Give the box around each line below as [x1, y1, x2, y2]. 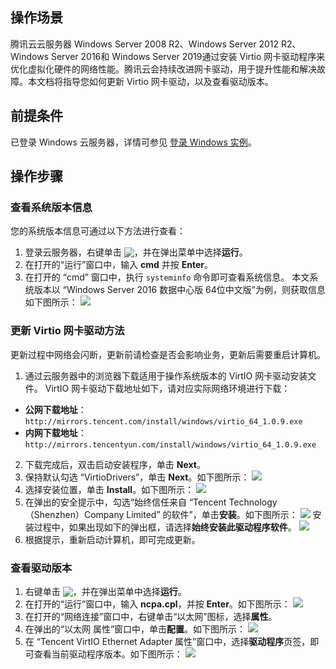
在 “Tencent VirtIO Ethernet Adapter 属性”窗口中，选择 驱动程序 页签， [24, 635, 311, 647]
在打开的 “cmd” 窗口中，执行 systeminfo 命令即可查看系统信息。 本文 [24, 271, 310, 283]
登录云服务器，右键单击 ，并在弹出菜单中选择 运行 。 [24, 246, 248, 258]
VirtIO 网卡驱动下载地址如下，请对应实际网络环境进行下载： [44, 382, 291, 394]
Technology [228, 496, 278, 508]
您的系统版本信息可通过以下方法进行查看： [10, 225, 186, 237]
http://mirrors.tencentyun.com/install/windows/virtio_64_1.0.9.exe [24, 439, 317, 450]
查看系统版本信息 [10, 200, 93, 214]
